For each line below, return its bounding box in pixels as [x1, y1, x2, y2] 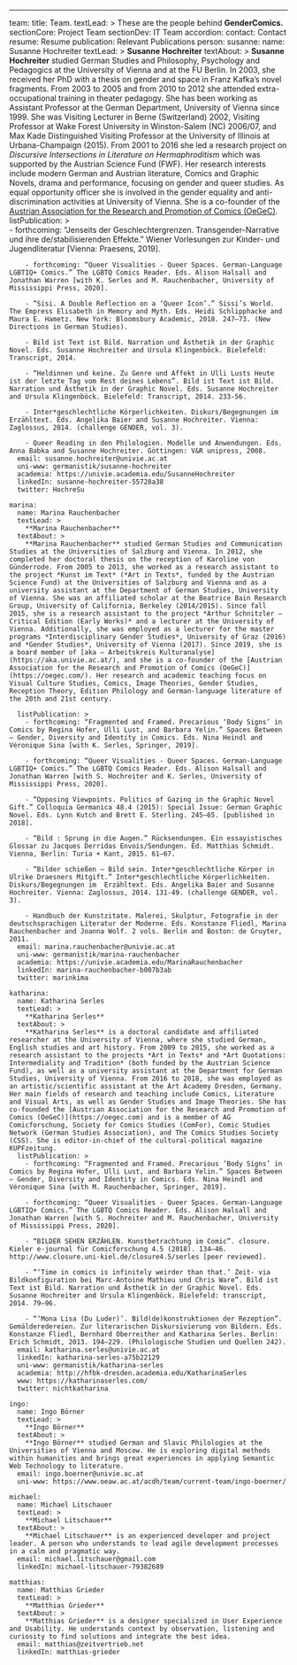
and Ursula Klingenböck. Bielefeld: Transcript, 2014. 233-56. [9, 392, 247, 401]
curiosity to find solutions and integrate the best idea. [9, 1632, 232, 1641]
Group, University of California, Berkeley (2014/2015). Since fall [9, 601, 267, 610]
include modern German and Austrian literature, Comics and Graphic [9, 168, 259, 178]
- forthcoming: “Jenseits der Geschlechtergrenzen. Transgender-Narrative [9, 225, 280, 235]
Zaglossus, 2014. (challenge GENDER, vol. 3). [9, 423, 184, 432]
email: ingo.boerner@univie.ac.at [17, 1469, 144, 1478]
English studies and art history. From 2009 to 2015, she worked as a [9, 1043, 275, 1052]
